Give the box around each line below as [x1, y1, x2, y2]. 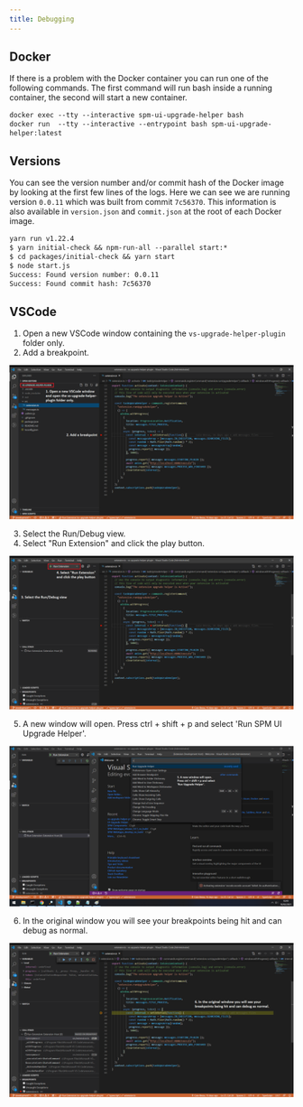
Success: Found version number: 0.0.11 [9, 271, 160, 280]
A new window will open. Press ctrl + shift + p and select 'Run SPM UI [22, 719, 282, 730]
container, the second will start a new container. [9, 92, 188, 103]
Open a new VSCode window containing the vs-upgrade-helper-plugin [22, 328, 286, 339]
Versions [9, 153, 61, 169]
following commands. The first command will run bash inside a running [9, 82, 273, 94]
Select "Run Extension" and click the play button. [22, 537, 206, 548]
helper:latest [9, 129, 63, 138]
